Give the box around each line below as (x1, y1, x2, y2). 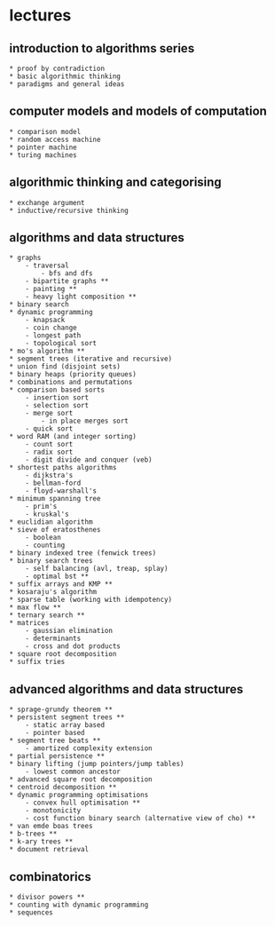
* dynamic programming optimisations (9, 791, 149, 800)
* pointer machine (9, 143, 77, 152)
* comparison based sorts (9, 385, 105, 395)
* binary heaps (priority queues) (9, 370, 137, 379)
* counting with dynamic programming (9, 900, 149, 910)
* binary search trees (9, 557, 93, 566)
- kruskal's (25, 510, 69, 519)
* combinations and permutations (9, 378, 133, 387)
